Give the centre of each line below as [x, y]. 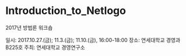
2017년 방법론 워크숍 [29, 27]
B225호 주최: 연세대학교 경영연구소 [45, 47]
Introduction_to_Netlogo [66, 11]
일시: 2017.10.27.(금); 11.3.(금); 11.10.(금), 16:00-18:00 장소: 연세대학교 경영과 [93, 40]
